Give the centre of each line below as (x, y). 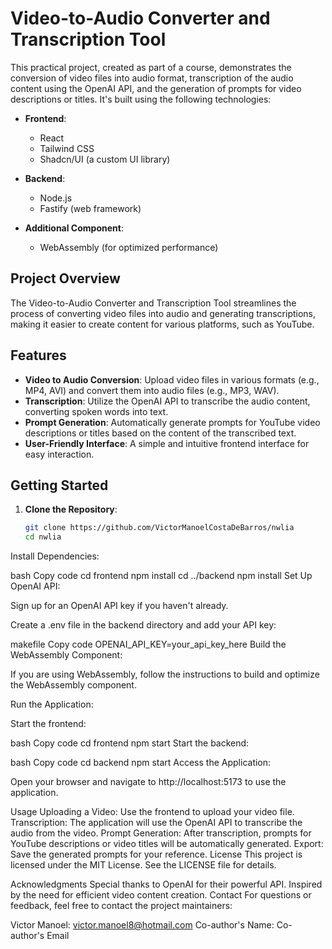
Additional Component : (74, 228)
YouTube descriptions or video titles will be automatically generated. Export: (167, 844)
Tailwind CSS (67, 148)
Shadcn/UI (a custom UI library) (105, 159)
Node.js (56, 198)
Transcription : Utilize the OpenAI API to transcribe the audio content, (167, 401)
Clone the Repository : (71, 509)
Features (38, 355)
